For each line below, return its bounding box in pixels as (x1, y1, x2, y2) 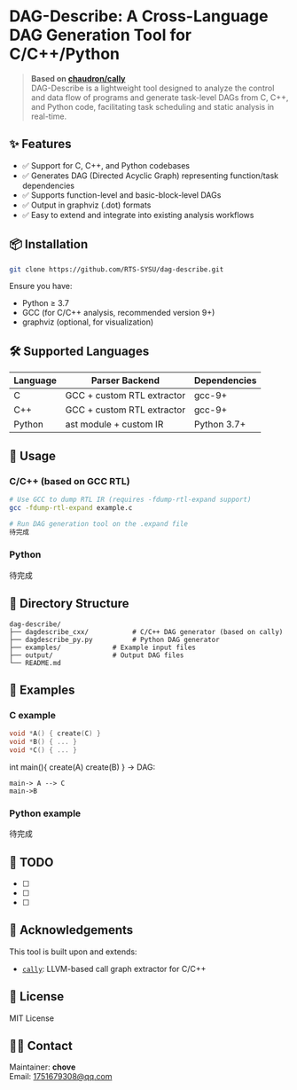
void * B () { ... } (9, 738, 77, 747)
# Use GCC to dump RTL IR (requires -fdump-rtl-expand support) (9, 495, 252, 504)
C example (9, 709, 56, 721)
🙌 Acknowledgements (9, 922, 134, 937)
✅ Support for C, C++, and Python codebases (21, 160, 191, 170)
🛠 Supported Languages (9, 343, 150, 358)
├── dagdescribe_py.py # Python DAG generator (9, 635, 220, 644)
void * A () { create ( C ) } (9, 729, 101, 738)
